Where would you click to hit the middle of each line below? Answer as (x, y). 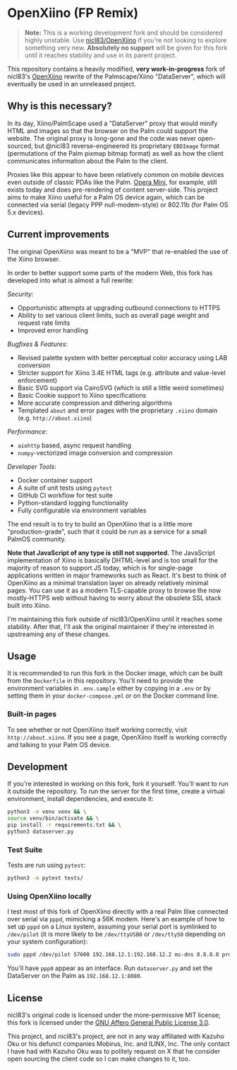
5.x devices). (26, 212)
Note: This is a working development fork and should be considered (124, 33)
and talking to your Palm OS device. (59, 744)
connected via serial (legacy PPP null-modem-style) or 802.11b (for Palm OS (118, 205)
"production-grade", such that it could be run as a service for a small (107, 531)
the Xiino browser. (34, 259)
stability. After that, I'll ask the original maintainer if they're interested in (111, 626)
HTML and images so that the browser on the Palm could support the (108, 131)
